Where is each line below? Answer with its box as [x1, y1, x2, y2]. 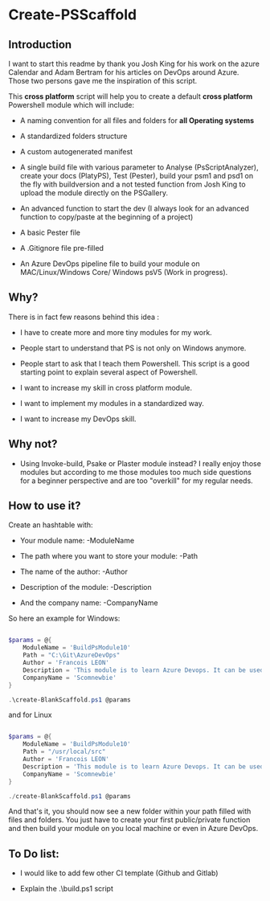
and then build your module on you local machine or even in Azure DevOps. [8, 824, 259, 833]
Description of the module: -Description [19, 583, 152, 592]
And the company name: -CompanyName [19, 598, 158, 608]
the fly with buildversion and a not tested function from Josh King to [19, 179, 247, 189]
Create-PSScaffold [8, 6, 137, 24]
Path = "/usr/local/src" [22, 747, 106, 756]
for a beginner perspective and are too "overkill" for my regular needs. [19, 476, 253, 485]
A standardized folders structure [19, 131, 128, 141]
